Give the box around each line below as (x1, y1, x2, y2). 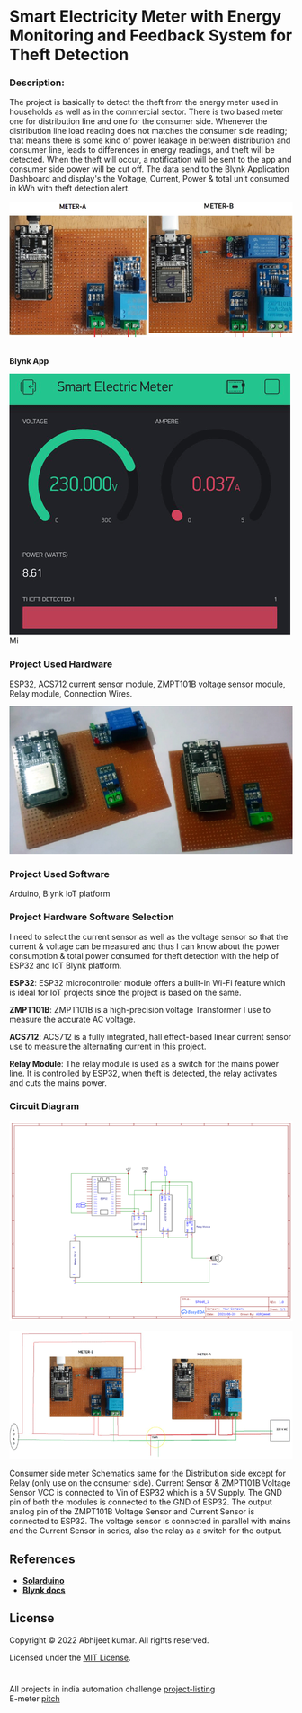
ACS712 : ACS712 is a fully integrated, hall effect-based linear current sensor (9, 1031, 292, 1042)
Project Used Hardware (9, 658, 113, 670)
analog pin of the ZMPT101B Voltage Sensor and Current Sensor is (9, 1506, 255, 1517)
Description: (9, 76, 65, 89)
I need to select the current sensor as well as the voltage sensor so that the (9, 931, 289, 942)
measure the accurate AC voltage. (9, 1014, 137, 1025)
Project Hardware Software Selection (9, 910, 175, 923)
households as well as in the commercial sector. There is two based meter (9, 106, 284, 118)
